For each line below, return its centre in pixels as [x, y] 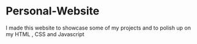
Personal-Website [53, 11]
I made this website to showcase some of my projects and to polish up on [98, 28]
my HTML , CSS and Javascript [45, 34]
